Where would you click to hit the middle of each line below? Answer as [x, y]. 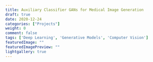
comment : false [21, 33]
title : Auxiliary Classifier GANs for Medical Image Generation [74, 10]
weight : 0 [16, 28]
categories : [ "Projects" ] [32, 24]
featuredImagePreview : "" [32, 47]
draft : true [18, 14]
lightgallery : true [26, 51]
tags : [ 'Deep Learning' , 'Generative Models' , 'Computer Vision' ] [77, 38]
